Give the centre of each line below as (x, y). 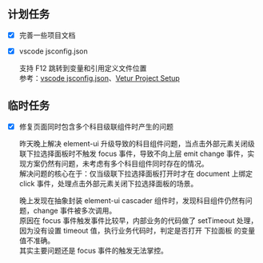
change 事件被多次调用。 (75, 210)
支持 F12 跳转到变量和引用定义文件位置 (83, 68)
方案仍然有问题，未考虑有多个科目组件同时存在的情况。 (117, 163)
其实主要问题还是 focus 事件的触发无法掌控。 (94, 250)
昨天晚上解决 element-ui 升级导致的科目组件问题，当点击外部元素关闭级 (137, 143)
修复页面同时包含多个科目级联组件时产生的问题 (96, 126)
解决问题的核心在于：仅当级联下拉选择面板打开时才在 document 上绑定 (136, 173)
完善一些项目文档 (47, 35)
